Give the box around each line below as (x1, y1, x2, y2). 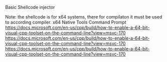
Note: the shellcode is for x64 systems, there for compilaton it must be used (5, 14, 162, 19)
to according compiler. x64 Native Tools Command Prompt (5, 19, 126, 25)
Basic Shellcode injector (5, 4, 55, 10)
